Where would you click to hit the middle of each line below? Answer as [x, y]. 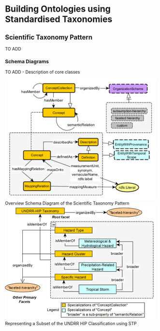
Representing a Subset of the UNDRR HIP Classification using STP [71, 323]
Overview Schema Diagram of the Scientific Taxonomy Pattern [67, 203]
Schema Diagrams [27, 61]
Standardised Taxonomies [59, 19]
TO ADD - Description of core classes [43, 72]
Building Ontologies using [58, 9]
